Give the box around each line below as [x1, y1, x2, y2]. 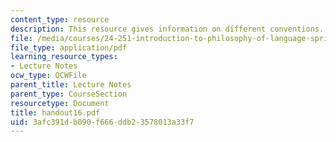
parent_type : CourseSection [10, 89, 128, 99]
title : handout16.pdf [10, 107, 101, 118]
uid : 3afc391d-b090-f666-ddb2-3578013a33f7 [10, 117, 195, 127]
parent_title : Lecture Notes [10, 80, 132, 90]
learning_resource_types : [10, 52, 118, 62]
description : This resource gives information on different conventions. [10, 24, 325, 34]
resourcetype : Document [10, 98, 110, 108]
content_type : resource [10, 14, 110, 25]
